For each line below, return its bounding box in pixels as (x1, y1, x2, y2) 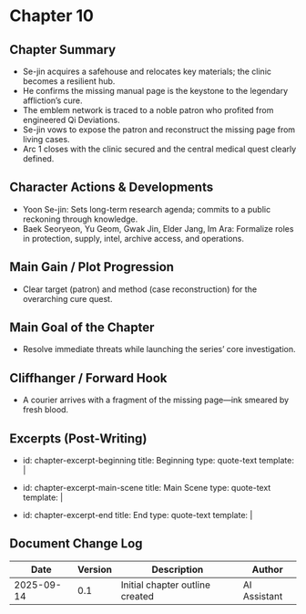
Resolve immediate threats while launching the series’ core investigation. (22, 344, 296, 355)
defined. (22, 153, 55, 164)
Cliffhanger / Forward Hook (9, 370, 168, 386)
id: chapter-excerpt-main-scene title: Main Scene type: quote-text (22, 483, 271, 494)
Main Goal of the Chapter (9, 320, 155, 336)
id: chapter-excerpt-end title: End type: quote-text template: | (22, 510, 253, 521)
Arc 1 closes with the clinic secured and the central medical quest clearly (22, 143, 297, 154)
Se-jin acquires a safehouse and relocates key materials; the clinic (22, 66, 271, 77)
